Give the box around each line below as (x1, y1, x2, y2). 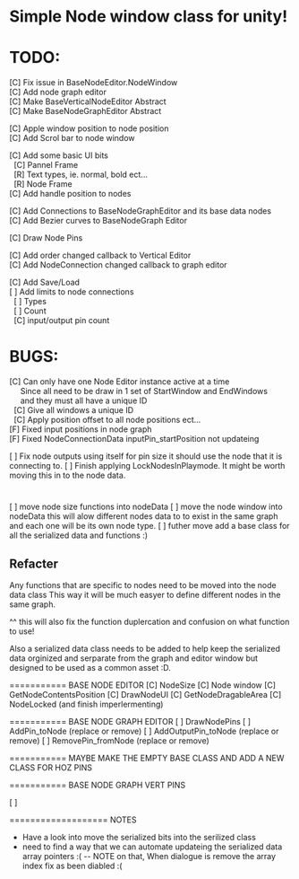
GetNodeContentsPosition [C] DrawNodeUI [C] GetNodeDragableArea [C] (9, 690, 282, 700)
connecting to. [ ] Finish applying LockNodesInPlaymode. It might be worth (9, 461, 286, 471)
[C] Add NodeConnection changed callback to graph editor (9, 259, 227, 270)
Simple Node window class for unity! (9, 6, 288, 27)
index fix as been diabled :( (21, 860, 123, 872)
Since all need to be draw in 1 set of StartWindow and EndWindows (20, 386, 269, 397)
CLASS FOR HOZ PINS (9, 762, 92, 773)
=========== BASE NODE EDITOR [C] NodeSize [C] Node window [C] (9, 680, 276, 690)
